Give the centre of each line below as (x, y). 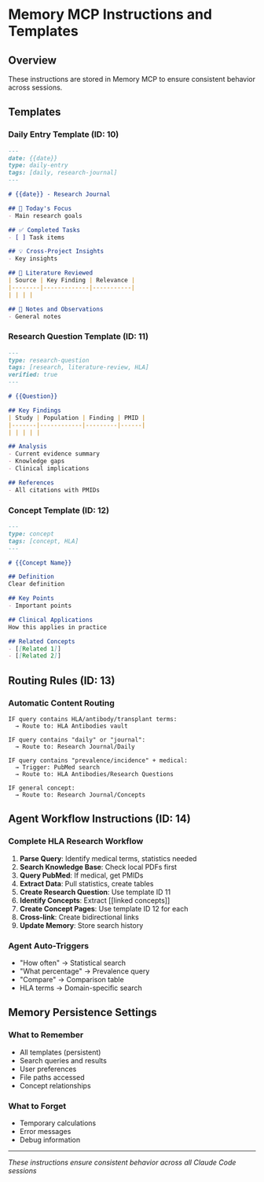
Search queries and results (63, 1060)
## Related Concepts (42, 641)
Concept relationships (55, 1085)
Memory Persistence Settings (82, 1013)
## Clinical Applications (50, 620)
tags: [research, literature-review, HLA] (79, 367)
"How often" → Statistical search (72, 963)
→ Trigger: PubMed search (58, 767)
